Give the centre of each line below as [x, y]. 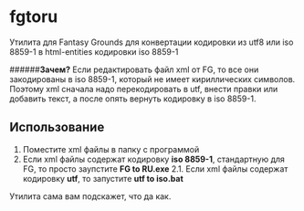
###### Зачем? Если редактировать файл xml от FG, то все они [134, 69]
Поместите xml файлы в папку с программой [111, 149]
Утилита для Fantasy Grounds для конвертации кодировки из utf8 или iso [152, 42]
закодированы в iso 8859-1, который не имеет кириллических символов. [152, 79]
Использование [57, 127]
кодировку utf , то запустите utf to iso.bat [103, 178]
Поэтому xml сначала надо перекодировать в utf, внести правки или [144, 89]
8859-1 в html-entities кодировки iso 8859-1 [94, 51]
